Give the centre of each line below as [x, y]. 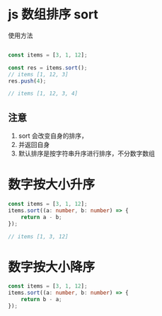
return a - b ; [41, 217]
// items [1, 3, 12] [39, 236]
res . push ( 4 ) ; [27, 81]
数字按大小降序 [52, 267]
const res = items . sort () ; [48, 68]
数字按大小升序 [52, 185]
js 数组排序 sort [53, 14]
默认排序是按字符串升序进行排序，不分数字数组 [86, 153]
